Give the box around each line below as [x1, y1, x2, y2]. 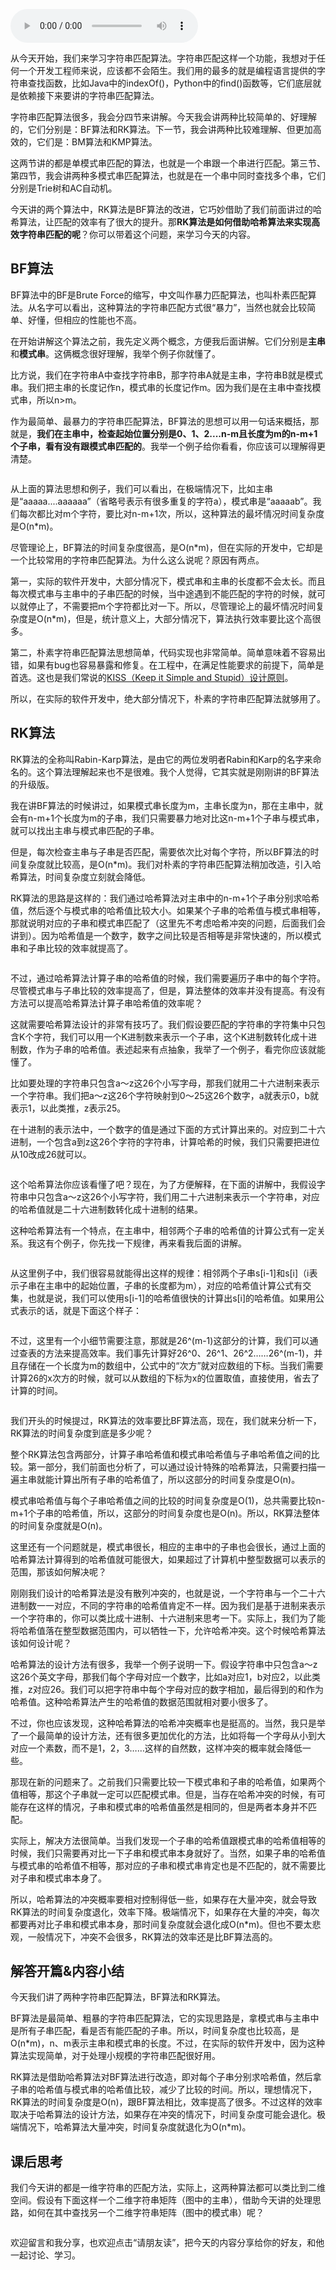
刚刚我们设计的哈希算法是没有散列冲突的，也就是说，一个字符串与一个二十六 [10, 1587, 326, 1599]
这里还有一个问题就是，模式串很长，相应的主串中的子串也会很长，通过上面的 [10, 1540, 326, 1553]
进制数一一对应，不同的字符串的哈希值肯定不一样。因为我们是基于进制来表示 [10, 1599, 326, 1611]
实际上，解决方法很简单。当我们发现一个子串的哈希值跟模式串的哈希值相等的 [10, 1834, 326, 1846]
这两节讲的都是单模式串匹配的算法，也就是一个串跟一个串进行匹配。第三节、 [10, 157, 326, 169]
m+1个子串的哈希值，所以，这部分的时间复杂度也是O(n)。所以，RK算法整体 [10, 1507, 320, 1519]
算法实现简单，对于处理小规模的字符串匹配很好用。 [10, 2050, 221, 2062]
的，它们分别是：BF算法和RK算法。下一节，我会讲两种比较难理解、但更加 [10, 124, 313, 135]
